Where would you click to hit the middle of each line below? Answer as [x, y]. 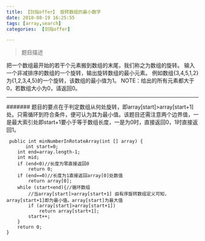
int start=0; [42, 147]
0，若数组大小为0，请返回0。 [44, 88]
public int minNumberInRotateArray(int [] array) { [76, 142]
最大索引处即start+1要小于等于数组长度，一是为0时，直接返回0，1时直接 [102, 122]
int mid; [28, 157]
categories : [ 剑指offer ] [38, 29]
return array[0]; [50, 181]
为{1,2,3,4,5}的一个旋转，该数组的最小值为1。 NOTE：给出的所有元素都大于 [100, 81]
